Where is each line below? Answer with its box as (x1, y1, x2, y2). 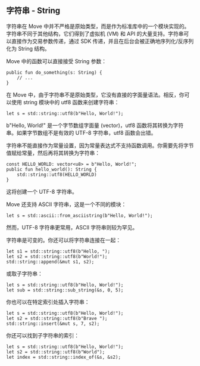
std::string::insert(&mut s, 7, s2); (6, 321, 100, 327)
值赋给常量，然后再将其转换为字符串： (6, 149, 100, 156)
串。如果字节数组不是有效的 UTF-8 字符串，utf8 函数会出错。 (6, 129, 157, 136)
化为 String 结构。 (6, 45, 51, 52)
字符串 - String (6, 5, 61, 16)
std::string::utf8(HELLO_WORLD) (17, 172, 97, 178)
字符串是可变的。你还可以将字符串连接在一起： (6, 236, 121, 243)
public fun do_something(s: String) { (6, 69, 102, 76)
